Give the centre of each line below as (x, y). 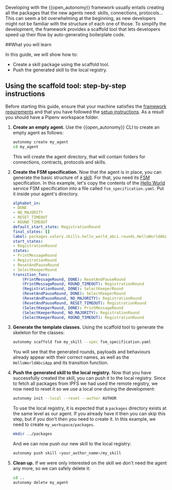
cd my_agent (25, 147)
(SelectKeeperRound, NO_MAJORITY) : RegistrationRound (81, 313)
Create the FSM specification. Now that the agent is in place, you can (87, 172)
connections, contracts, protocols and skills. (60, 162)
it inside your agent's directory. (46, 194)
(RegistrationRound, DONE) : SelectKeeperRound (73, 289)
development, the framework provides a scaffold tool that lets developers (83, 29)
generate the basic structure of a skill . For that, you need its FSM (81, 177)
